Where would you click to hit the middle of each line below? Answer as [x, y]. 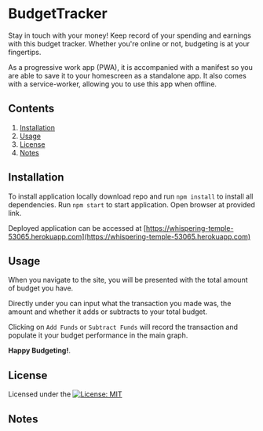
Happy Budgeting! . [39, 351]
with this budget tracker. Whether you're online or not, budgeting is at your [129, 43]
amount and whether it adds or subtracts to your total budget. [108, 312]
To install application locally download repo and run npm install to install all [131, 196]
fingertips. [25, 52]
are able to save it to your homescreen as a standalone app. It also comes [128, 75]
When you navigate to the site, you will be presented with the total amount [128, 280]
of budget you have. [41, 288]
